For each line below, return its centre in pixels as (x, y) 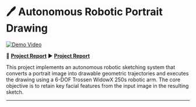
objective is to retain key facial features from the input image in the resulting (97, 85)
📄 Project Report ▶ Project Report (48, 56)
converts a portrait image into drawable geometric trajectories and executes (97, 73)
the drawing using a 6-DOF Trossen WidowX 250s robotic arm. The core (93, 80)
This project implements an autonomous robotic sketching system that (91, 67)
